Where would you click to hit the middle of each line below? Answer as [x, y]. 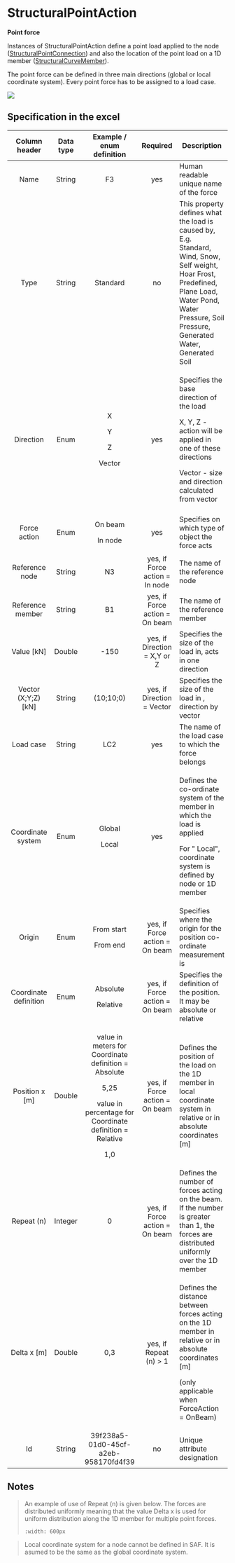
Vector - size [201, 472]
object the [196, 536]
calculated [197, 490]
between [194, 1305]
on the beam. [201, 1199]
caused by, [197, 230]
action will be [201, 430]
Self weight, [199, 265]
